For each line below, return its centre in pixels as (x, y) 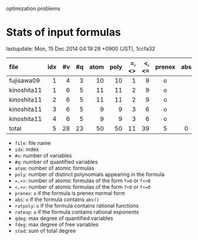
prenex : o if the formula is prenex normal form (70, 193)
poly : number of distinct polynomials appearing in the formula (90, 174)
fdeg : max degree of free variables (57, 224)
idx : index (27, 149)
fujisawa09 (24, 80)
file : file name (33, 143)
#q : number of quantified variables (56, 162)
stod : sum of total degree (45, 231)
